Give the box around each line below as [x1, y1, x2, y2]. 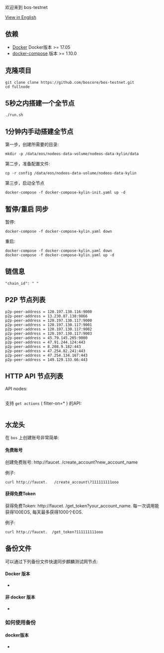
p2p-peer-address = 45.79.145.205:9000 [5, 335, 88, 340]
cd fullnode [5, 84, 30, 89]
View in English [5, 14, 36, 20]
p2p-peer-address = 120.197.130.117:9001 [5, 322, 92, 327]
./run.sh [5, 113, 23, 118]
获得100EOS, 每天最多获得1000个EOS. [5, 509, 83, 515]
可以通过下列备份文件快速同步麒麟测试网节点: [5, 558, 98, 564]
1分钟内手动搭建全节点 [5, 127, 74, 136]
